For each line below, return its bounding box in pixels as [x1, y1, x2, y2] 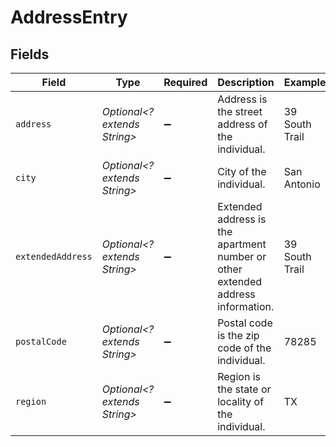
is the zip [217, 329, 260, 342]
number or [217, 250, 267, 263]
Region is [217, 370, 261, 383]
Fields [10, 46, 50, 63]
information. [217, 300, 275, 313]
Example [283, 76, 327, 89]
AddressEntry [10, 6, 128, 29]
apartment [217, 237, 267, 251]
